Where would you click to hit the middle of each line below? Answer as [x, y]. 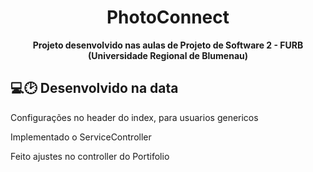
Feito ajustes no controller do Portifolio [90, 156]
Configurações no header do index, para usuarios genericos [134, 117]
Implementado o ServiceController [81, 137]
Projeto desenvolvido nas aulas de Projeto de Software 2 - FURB [168, 45]
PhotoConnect [168, 17]
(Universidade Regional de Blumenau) [168, 55]
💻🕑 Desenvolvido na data [94, 88]
